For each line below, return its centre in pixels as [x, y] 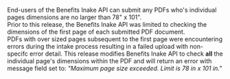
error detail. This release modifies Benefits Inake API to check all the [126, 54]
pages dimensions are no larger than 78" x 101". [74, 17]
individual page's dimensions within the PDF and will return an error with [110, 61]
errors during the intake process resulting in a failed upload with [98, 46]
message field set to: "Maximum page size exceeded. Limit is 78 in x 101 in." [115, 68]
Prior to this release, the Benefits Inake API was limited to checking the [107, 24]
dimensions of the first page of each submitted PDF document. [96, 32]
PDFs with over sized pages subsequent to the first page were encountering [115, 39]
